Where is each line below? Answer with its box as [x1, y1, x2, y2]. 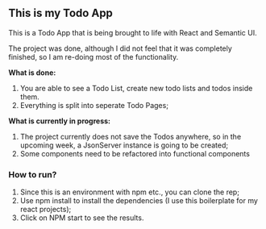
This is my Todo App [8, 6, 113, 20]
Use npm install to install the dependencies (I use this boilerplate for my [19, 196, 258, 206]
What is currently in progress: [8, 116, 111, 126]
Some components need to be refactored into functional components [19, 148, 250, 158]
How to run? [8, 169, 57, 180]
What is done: [8, 68, 56, 77]
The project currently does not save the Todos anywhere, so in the [19, 131, 242, 141]
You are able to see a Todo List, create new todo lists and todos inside [19, 83, 253, 93]
